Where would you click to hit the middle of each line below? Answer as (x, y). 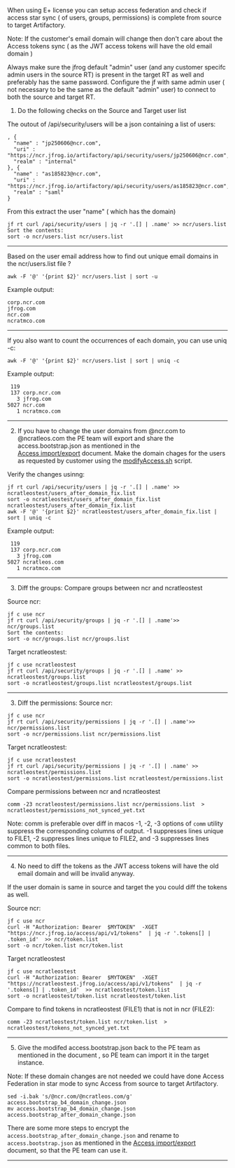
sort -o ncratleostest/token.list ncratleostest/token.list (97, 996)
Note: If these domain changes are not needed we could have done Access (116, 1076)
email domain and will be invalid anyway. (76, 874)
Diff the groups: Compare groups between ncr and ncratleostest (110, 588)
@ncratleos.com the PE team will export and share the (95, 438)
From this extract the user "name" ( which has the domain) (92, 211)
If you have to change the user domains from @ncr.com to (101, 431)
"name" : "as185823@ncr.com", (57, 174)
